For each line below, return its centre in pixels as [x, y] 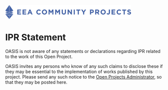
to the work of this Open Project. [39, 56]
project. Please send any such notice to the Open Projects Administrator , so [83, 76]
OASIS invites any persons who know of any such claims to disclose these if [84, 66]
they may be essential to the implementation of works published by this [79, 71]
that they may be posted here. [36, 82]
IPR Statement [36, 37]
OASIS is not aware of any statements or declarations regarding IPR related [83, 51]
